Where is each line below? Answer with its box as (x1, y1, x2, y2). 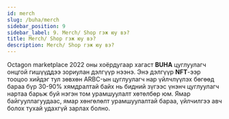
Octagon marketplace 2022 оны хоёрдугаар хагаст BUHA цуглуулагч (7, 61, 206, 68)
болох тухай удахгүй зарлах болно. (7, 104, 111, 112)
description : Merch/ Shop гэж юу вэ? (7, 42, 115, 49)
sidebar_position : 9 (7, 23, 66, 29)
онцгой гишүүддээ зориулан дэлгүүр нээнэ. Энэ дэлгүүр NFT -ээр (7, 68, 201, 76)
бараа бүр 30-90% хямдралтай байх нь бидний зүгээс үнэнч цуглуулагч (7, 83, 219, 90)
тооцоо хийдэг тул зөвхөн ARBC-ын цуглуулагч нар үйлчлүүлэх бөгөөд (7, 75, 215, 83)
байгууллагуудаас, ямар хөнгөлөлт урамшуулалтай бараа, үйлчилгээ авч (7, 97, 222, 105)
